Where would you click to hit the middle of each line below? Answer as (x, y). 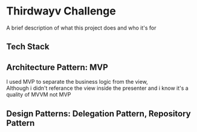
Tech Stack (28, 47)
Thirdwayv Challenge (61, 11)
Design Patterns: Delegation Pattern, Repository (99, 114)
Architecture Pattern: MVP (57, 67)
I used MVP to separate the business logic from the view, (77, 82)
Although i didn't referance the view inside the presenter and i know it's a (97, 88)
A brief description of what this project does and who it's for (81, 28)
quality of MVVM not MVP (39, 95)
